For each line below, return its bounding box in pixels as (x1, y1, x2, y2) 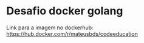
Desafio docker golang (6, 4, 123, 18)
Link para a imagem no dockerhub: (6, 24, 94, 31)
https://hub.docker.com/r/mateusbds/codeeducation (6, 30, 138, 37)
